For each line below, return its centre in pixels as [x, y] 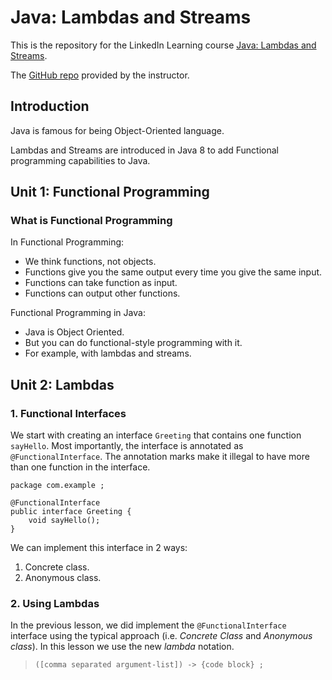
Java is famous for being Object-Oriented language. [117, 130]
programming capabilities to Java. [80, 160]
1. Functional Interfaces [68, 413]
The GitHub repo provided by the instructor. [100, 75]
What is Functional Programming [91, 221]
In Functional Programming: [67, 242]
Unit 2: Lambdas [62, 384]
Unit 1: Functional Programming [110, 192]
